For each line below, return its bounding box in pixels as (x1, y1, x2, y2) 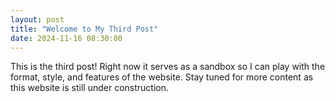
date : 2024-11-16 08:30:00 (10, 33, 123, 43)
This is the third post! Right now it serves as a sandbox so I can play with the (10, 61, 326, 73)
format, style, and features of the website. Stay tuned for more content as (10, 71, 314, 83)
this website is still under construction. (10, 82, 169, 94)
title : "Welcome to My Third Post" (10, 24, 159, 34)
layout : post (10, 14, 65, 25)
